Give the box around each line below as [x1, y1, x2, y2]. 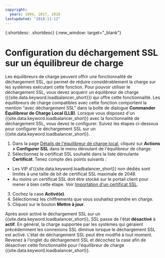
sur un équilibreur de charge [5, 57, 124, 69]
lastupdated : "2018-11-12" [5, 16, 61, 21]
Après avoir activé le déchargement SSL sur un [5, 211, 101, 217]
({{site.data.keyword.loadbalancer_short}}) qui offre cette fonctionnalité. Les [5, 94, 161, 101]
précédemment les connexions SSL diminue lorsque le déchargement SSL [5, 227, 156, 232]
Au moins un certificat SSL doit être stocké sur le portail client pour [12, 176, 149, 182]
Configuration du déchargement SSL [5, 47, 159, 58]
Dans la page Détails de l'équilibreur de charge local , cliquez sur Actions [12, 141, 161, 146]
